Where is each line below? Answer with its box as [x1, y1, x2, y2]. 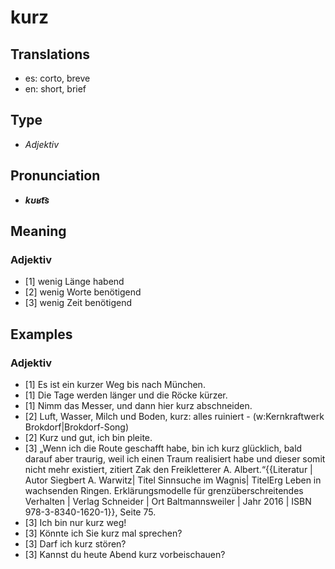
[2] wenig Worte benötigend [24, 286, 142, 298]
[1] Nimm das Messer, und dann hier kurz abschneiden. [24, 400, 253, 411]
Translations [10, 46, 91, 63]
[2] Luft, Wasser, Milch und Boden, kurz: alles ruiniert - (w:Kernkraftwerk [24, 411, 325, 422]
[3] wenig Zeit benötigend [24, 297, 132, 309]
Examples [10, 326, 73, 343]
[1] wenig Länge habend [24, 276, 125, 288]
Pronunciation [10, 167, 101, 185]
